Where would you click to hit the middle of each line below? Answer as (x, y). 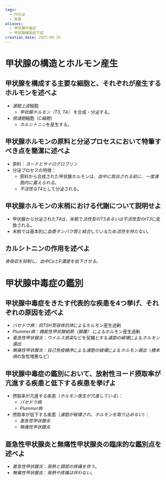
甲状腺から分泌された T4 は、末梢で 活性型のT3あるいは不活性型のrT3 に (84, 219)
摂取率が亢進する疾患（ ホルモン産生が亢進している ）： (68, 396)
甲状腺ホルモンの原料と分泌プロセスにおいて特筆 (80, 142)
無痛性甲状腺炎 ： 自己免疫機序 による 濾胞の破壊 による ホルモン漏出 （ (82, 350)
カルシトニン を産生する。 (46, 124)
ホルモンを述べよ (31, 93)
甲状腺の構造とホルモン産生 (62, 64)
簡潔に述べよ (51, 151)
